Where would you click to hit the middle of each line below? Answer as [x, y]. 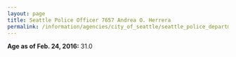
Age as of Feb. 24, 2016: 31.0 [50, 47]
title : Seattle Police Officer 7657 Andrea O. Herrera [89, 20]
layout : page [26, 14]
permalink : [23, 26]
